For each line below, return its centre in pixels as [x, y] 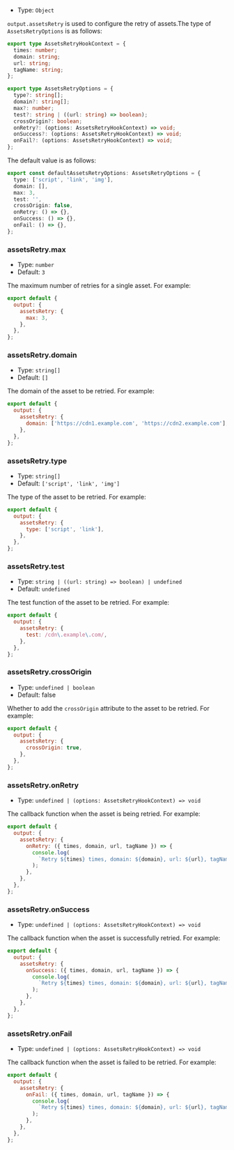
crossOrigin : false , [43, 206]
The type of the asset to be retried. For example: [77, 497]
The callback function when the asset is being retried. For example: [104, 814]
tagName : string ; [39, 70]
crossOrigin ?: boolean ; [48, 121]
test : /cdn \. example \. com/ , [67, 635]
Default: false [37, 695]
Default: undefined [44, 589]
